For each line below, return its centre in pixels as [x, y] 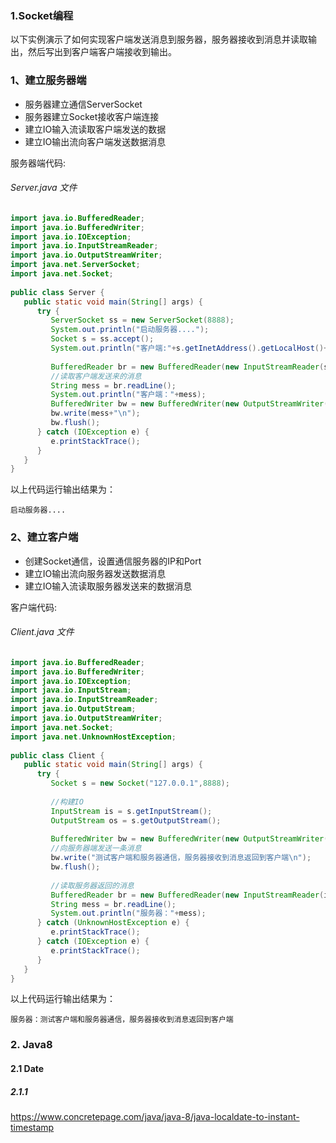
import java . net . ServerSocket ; [75, 265]
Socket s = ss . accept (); [102, 339]
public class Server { [57, 292]
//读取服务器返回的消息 [92, 885]
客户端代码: [34, 607]
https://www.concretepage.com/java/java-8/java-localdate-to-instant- [155, 1116]
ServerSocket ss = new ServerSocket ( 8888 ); [142, 320]
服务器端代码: [38, 163]
